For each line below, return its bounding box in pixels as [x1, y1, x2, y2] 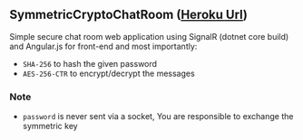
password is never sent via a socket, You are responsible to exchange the [22, 111, 294, 122]
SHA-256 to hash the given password [22, 58, 157, 69]
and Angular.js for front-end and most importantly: [9, 41, 198, 51]
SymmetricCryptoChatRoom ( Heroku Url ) [9, 7, 248, 23]
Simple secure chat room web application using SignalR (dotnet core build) [9, 31, 289, 42]
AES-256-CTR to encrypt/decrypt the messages [22, 68, 195, 79]
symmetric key [22, 121, 79, 132]
